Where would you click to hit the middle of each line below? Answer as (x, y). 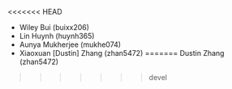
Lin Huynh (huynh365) (57, 36)
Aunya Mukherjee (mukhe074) (70, 44)
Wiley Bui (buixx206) (54, 27)
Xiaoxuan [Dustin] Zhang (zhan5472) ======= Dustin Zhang (122, 53)
